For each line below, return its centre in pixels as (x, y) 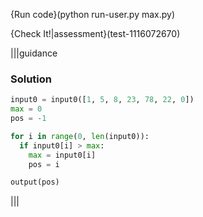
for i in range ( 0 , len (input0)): (80, 136)
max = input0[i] (62, 155)
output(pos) (35, 182)
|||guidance (34, 53)
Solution (31, 79)
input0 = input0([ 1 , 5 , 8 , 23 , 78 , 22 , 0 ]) (102, 100)
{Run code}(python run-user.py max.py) (93, 14)
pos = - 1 (28, 119)
